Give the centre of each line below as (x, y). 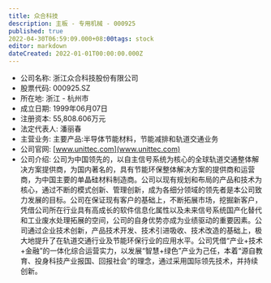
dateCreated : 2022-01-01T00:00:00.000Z (76, 54)
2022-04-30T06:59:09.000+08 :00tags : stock (81, 39)
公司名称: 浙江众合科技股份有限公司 (79, 78)
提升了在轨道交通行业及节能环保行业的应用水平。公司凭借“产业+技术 (149, 240)
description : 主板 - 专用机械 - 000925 (72, 24)
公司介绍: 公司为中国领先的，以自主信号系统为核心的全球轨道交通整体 (136, 159)
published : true (36, 31)
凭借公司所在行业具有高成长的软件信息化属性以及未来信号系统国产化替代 (141, 210)
